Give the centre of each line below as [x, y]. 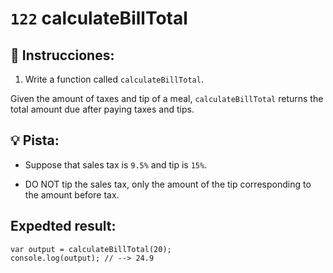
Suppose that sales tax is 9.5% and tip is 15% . [116, 164]
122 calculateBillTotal [99, 18]
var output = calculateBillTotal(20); [91, 249]
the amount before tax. [72, 194]
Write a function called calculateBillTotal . [114, 79]
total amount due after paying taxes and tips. [102, 109]
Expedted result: [63, 226]
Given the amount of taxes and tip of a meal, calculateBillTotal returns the [167, 98]
